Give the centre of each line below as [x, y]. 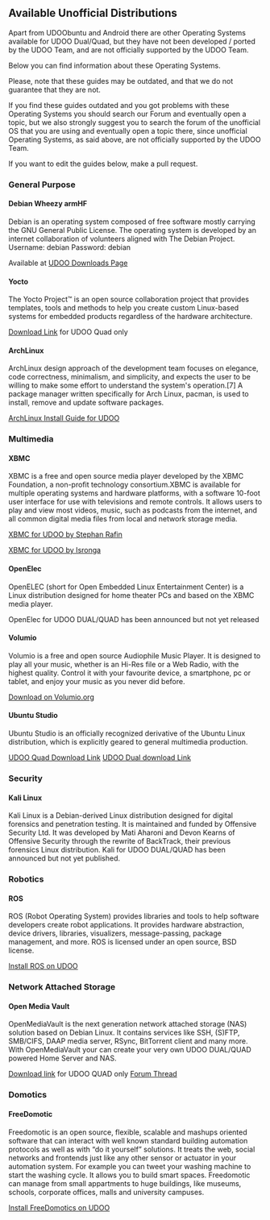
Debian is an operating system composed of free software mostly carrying [132, 222]
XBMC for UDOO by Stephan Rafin [66, 534]
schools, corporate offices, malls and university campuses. [106, 1192]
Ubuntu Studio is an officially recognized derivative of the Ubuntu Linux [127, 733]
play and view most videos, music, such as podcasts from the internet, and [133, 510]
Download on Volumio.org [51, 697]
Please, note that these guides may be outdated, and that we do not [121, 81]
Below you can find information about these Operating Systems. [115, 65]
